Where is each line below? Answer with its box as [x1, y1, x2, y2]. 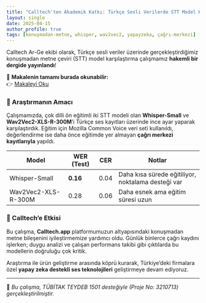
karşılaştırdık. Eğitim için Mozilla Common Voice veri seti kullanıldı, [6, 125, 174, 132]
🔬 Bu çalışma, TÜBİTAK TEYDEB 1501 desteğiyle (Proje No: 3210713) [6, 283, 179, 291]
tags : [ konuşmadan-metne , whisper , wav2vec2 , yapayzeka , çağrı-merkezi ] [6, 32, 196, 38]
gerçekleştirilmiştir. [6, 290, 54, 297]
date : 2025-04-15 [6, 20, 51, 26]
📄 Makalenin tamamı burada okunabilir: [6, 73, 109, 81]
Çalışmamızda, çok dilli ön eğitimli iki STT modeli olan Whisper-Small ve [6, 111, 189, 119]
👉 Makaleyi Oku [6, 80, 49, 88]
